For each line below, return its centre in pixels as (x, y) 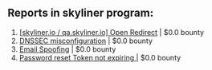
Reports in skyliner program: (81, 13)
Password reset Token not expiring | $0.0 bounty (100, 57)
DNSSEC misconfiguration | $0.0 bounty (86, 41)
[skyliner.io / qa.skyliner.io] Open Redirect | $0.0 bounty (112, 32)
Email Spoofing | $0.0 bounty (67, 49)
